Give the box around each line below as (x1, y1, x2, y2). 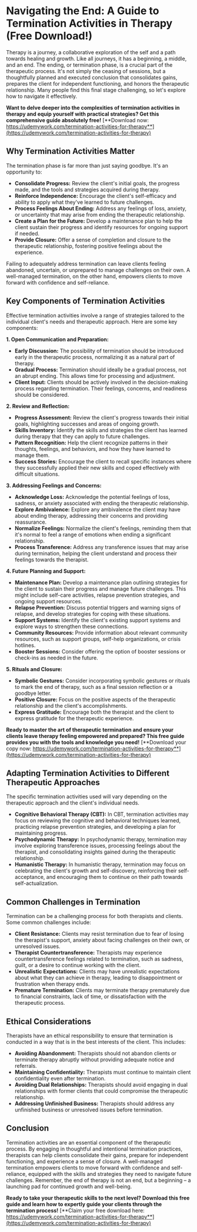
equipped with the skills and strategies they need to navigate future (28, 1170, 192, 1177)
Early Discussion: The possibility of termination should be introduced (14, 347, 184, 354)
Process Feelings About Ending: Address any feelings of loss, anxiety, (14, 205, 187, 212)
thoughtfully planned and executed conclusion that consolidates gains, (6, 74, 178, 81)
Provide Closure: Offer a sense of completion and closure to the (14, 236, 171, 243)
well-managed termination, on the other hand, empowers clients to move (6, 273, 182, 280)
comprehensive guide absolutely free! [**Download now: (6, 116, 149, 123)
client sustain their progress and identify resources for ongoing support (14, 223, 188, 231)
